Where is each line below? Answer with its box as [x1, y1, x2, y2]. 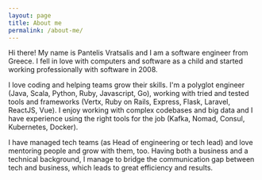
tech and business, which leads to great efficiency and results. [8, 163, 213, 173]
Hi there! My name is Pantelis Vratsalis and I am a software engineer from [8, 48, 249, 58]
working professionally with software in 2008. [8, 65, 158, 75]
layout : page [8, 11, 52, 20]
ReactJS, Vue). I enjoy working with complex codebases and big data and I [8, 105, 253, 115]
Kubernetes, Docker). [8, 122, 79, 132]
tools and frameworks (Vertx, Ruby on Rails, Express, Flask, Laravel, [8, 97, 231, 107]
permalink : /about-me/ [8, 26, 83, 34]
